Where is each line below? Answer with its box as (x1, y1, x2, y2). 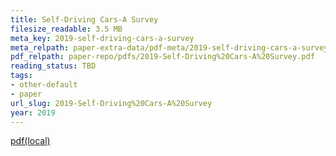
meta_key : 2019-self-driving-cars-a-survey (10, 33, 195, 43)
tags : (10, 71, 33, 81)
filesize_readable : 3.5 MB (10, 24, 123, 34)
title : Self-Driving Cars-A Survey (10, 14, 159, 25)
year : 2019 (10, 107, 56, 118)
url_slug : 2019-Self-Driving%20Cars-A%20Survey (10, 98, 213, 108)
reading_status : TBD (10, 61, 97, 71)
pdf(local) (10, 135, 51, 147)
